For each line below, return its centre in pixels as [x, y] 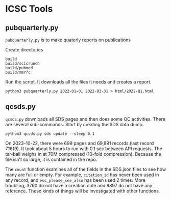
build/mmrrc [18, 72]
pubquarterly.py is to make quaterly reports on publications [68, 40]
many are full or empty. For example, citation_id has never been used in [82, 175]
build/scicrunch [22, 64]
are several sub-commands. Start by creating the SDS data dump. [75, 124]
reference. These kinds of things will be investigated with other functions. [83, 191]
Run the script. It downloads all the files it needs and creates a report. [78, 82]
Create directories [24, 50]
